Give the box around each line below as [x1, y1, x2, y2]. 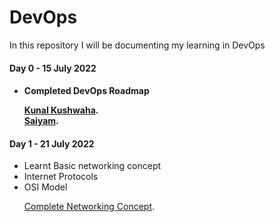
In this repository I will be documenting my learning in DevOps [9, 39, 266, 51]
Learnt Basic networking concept [23, 160, 162, 172]
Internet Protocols [23, 171, 99, 183]
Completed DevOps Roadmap [23, 85, 150, 97]
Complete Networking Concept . [23, 201, 156, 213]
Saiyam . [23, 115, 59, 127]
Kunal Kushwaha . [23, 104, 99, 116]
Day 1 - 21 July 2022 [9, 137, 95, 150]
